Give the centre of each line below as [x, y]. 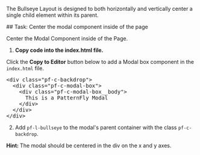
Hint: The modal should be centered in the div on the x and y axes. [89, 145]
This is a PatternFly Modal [67, 98]
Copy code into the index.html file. [59, 50]
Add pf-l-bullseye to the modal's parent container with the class [96, 127]
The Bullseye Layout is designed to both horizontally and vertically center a [99, 9]
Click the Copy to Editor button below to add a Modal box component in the [100, 62]
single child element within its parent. [52, 15]
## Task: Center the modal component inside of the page [77, 27]
